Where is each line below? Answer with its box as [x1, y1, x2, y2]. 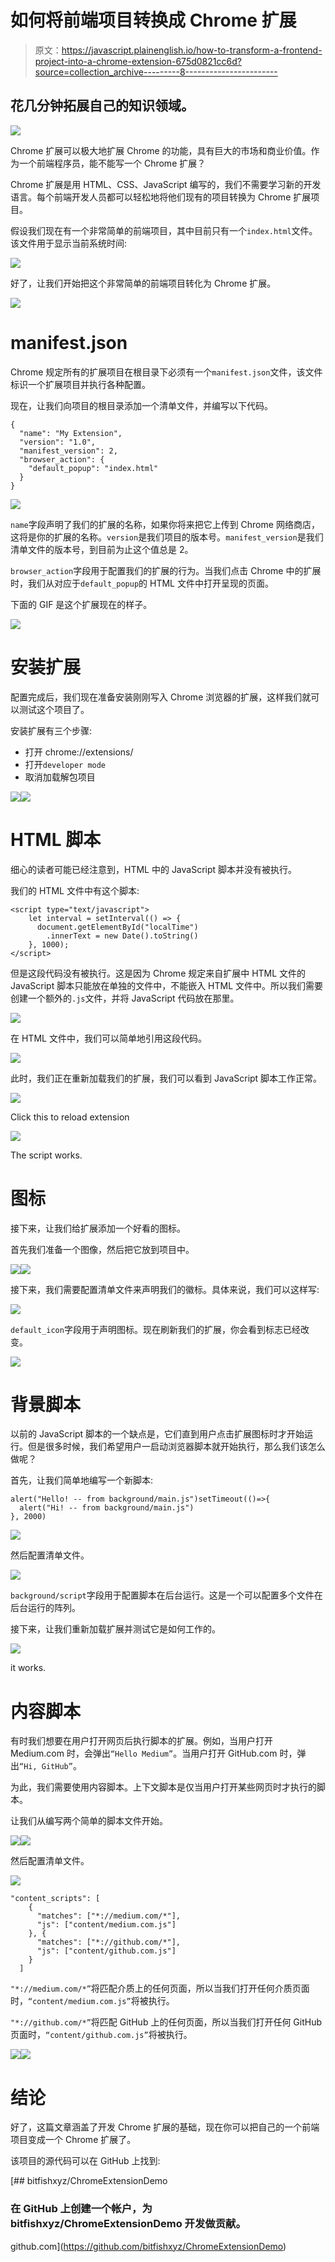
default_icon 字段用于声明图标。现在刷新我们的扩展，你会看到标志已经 [10, 1323, 301, 1335]
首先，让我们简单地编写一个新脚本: [10, 1474, 154, 1486]
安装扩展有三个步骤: [10, 724, 93, 736]
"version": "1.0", [19, 437, 97, 447]
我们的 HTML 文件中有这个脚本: [10, 884, 140, 896]
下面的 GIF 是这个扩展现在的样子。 [10, 598, 153, 610]
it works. [10, 1662, 47, 1674]
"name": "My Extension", [19, 428, 123, 438]
